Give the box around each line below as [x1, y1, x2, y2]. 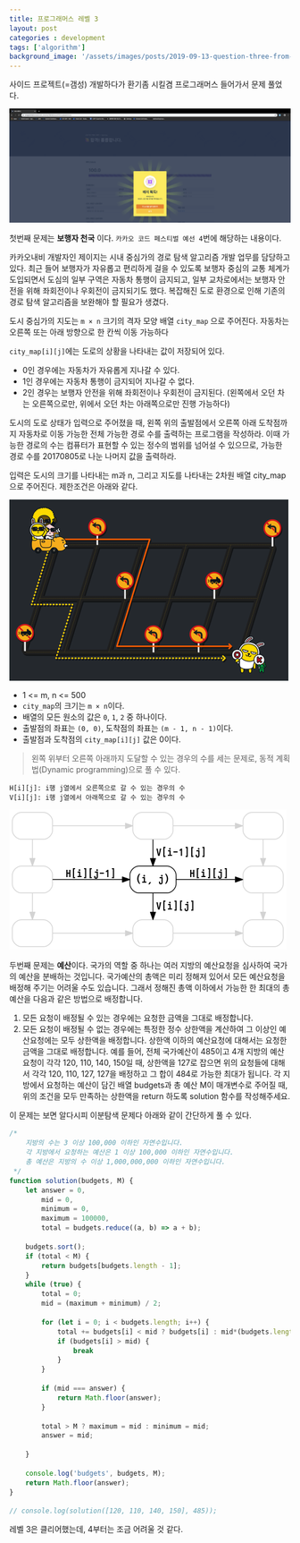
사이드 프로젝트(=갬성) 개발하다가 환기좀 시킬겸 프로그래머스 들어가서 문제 [9, 79, 266, 90]
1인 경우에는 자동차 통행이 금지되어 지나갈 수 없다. [21, 376, 195, 387]
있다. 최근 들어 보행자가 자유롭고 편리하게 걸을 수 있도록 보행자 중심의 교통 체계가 [9, 263, 290, 274]
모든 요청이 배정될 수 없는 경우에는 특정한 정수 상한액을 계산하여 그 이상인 [21, 1024, 278, 1035]
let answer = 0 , [25, 1186, 87, 1195]
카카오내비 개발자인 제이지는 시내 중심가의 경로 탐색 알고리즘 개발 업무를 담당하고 [9, 251, 291, 263]
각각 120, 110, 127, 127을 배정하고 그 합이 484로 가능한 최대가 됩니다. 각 [31, 1069, 281, 1079]
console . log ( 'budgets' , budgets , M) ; [25, 1469, 166, 1478]
